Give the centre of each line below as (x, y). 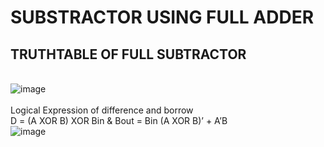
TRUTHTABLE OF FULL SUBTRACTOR (128, 54)
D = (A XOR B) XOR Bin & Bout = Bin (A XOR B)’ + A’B (119, 120)
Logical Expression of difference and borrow (102, 110)
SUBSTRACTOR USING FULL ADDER (162, 17)
